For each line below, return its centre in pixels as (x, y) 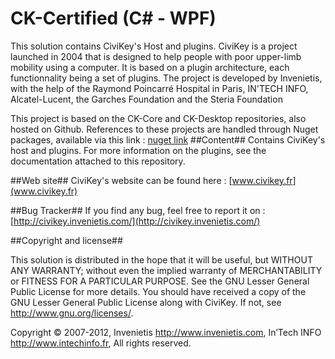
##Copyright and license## (66, 240)
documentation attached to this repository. (98, 161)
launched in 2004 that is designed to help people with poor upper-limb (156, 56)
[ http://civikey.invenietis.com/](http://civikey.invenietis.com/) (135, 221)
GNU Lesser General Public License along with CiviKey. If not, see (146, 302)
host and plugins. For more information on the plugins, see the (138, 150)
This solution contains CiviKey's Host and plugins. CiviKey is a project (154, 46)
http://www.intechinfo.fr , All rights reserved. (101, 343)
